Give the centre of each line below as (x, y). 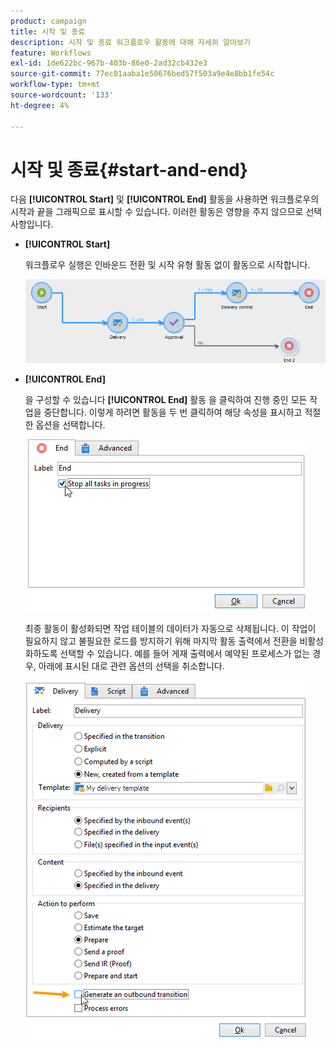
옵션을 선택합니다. (70, 425)
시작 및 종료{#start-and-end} (129, 169)
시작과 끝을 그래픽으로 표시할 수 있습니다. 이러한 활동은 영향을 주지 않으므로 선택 (166, 212)
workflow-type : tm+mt (55, 85)
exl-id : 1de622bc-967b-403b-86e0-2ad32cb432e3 (109, 63)
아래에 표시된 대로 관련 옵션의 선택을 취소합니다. (131, 666)
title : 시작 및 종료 (48, 31)
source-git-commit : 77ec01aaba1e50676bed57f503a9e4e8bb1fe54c (142, 74)
